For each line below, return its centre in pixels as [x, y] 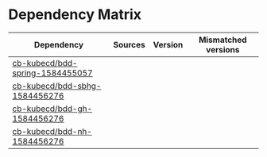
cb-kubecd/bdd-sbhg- [57, 86]
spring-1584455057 [52, 73]
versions [223, 49]
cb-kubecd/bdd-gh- [52, 109]
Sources [129, 44]
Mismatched [223, 40]
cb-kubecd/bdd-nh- [52, 131]
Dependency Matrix [75, 15]
